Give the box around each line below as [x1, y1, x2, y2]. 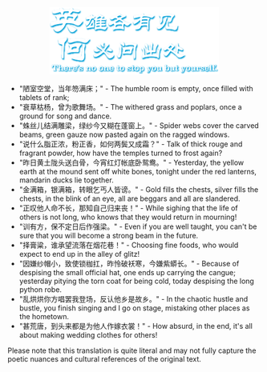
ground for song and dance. [18, 111, 112, 121]
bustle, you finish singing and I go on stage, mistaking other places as [18, 303, 250, 313]
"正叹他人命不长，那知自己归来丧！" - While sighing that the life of [18, 203, 238, 213]
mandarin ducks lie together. [18, 175, 114, 185]
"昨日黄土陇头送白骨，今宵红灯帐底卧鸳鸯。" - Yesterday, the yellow [18, 158, 245, 167]
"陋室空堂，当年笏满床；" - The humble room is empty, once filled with [18, 84, 253, 93]
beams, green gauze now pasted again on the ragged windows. [18, 130, 230, 139]
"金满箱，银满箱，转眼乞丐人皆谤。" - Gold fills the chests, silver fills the [18, 185, 259, 194]
